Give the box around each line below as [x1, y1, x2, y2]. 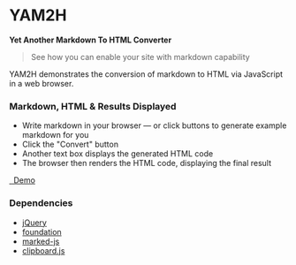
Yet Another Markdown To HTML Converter [9, 34, 172, 45]
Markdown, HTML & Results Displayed [9, 100, 177, 112]
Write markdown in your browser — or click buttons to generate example [21, 120, 287, 131]
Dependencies [9, 197, 73, 209]
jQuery [21, 217, 47, 228]
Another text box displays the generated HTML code [21, 148, 214, 159]
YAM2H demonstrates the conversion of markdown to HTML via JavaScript [9, 68, 284, 79]
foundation [21, 226, 62, 237]
